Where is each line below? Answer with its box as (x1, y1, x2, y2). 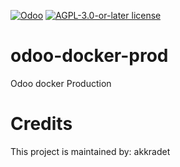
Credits (10, 113, 73, 135)
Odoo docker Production (10, 77, 112, 89)
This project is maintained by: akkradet (10, 145, 171, 157)
